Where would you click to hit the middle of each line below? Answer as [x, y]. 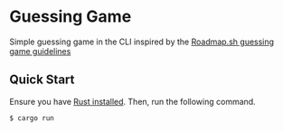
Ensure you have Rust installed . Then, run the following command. [132, 101]
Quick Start [42, 80]
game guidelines [40, 51]
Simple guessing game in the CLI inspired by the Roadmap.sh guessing [141, 42]
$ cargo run [32, 118]
